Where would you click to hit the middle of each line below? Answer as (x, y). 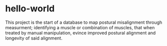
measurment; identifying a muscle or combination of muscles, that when (80, 27)
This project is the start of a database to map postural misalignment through (84, 22)
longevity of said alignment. (34, 38)
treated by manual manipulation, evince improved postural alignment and (80, 33)
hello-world (30, 9)
